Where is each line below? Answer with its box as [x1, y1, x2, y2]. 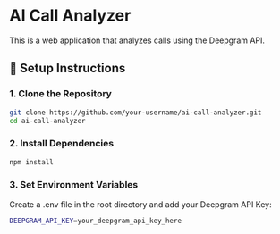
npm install [9, 157, 54, 166]
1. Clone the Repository [9, 88, 112, 100]
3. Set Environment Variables [9, 179, 139, 191]
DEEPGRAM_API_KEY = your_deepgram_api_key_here [9, 216, 182, 225]
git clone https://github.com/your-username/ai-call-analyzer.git [9, 108, 262, 117]
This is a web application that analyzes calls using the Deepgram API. [9, 35, 266, 46]
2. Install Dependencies [9, 138, 115, 150]
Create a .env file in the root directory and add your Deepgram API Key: [9, 198, 273, 210]
